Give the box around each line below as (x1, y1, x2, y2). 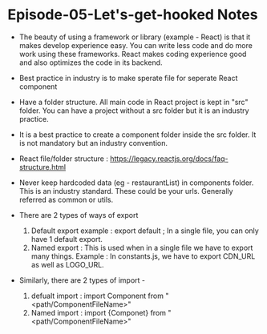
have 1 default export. (30, 234, 103, 243)
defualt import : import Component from (30, 291, 164, 300)
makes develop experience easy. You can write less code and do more (18, 40, 253, 50)
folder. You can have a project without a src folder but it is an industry (18, 106, 249, 115)
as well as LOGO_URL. (30, 260, 105, 269)
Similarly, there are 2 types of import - (18, 275, 146, 285)
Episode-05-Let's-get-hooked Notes (7, 6, 258, 24)
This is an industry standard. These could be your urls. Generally (18, 186, 233, 195)
